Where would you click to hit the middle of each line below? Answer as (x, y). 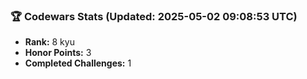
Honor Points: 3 (58, 53)
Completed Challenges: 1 (78, 63)
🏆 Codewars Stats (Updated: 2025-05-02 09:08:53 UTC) (154, 16)
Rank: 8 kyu (49, 42)
